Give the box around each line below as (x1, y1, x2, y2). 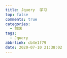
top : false (5, 12, 28, 17)
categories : (5, 21, 30, 27)
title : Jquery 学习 (5, 7, 47, 13)
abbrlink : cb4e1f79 (5, 40, 47, 45)
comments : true (5, 17, 38, 22)
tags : (5, 31, 17, 36)
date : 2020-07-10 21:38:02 (5, 45, 62, 50)
